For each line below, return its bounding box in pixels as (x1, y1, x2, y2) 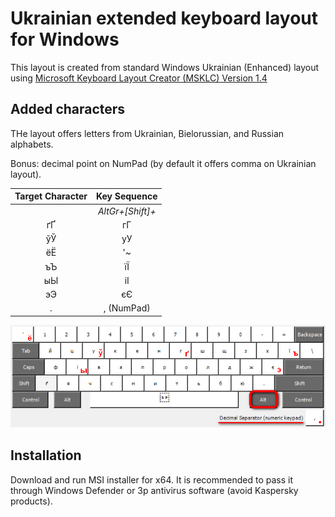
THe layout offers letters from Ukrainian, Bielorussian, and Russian (10, 127, 285, 139)
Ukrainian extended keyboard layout (10, 7, 319, 30)
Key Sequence (96, 190, 158, 202)
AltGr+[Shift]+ (97, 205, 157, 217)
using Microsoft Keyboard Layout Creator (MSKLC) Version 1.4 (10, 72, 268, 84)
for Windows (10, 28, 120, 51)
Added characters (10, 101, 126, 118)
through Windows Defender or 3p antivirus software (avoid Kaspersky (10, 484, 299, 496)
